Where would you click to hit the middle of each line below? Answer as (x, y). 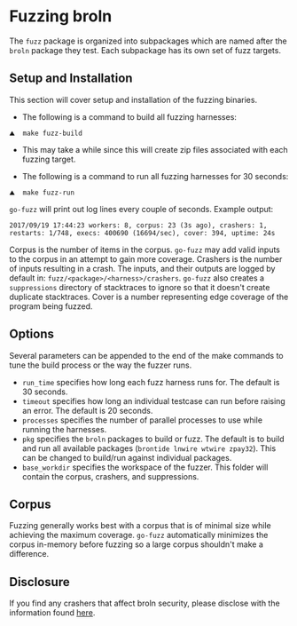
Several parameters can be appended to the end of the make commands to (146, 355)
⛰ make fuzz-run (42, 193)
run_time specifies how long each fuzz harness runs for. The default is (151, 382)
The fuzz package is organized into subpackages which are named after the (148, 41)
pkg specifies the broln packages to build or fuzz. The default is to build (153, 439)
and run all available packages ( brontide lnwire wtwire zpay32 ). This (149, 448)
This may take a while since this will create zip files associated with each (155, 149)
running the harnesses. (64, 429)
